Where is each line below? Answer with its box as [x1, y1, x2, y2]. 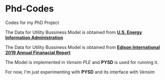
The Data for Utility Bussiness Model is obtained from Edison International [5, 44, 160, 50]
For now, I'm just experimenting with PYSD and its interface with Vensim [5, 68, 155, 75]
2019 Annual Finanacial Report [5, 49, 71, 55]
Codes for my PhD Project [5, 19, 59, 25]
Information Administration [5, 34, 63, 40]
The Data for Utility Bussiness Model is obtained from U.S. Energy [5, 29, 142, 35]
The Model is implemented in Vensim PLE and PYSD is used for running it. [5, 59, 158, 65]
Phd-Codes [5, 3, 54, 14]
